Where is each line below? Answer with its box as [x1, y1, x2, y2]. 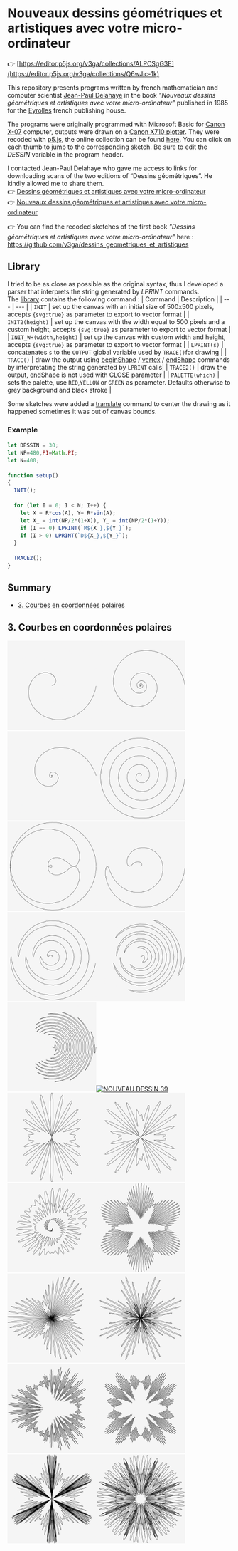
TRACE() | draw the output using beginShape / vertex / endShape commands [7, 355, 230, 364]
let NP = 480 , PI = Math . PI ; [7, 449, 78, 457]
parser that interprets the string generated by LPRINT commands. [7, 287, 200, 296]
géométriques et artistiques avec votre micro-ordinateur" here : [7, 232, 194, 241]
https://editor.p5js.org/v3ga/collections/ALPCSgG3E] [18, 59, 174, 68]
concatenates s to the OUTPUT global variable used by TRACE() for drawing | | [7, 348, 227, 356]
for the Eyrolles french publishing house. [7, 105, 126, 115]
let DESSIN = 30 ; [7, 442, 59, 450]
